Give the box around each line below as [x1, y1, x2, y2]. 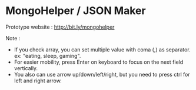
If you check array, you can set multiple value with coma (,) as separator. [14, 46, 191, 53]
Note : [5, 34, 21, 41]
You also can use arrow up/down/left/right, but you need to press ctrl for [14, 71, 190, 78]
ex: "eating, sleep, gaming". [14, 52, 81, 59]
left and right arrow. [14, 77, 62, 84]
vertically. [14, 64, 38, 71]
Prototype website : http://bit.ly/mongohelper [5, 23, 115, 30]
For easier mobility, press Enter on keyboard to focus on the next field [14, 58, 184, 65]
